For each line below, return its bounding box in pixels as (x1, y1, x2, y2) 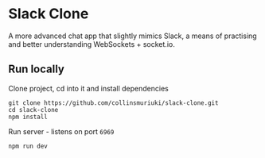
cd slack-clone (8, 106, 59, 114)
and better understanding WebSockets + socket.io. (8, 39, 175, 48)
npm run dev (8, 142, 48, 150)
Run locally (8, 63, 65, 76)
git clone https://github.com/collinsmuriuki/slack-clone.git (8, 98, 219, 107)
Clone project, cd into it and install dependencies (8, 83, 169, 93)
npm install (8, 113, 48, 121)
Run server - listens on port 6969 (8, 126, 115, 136)
